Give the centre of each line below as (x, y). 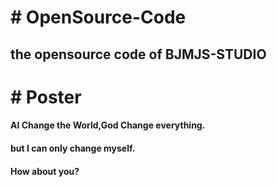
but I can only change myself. (73, 148)
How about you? (45, 171)
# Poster (46, 97)
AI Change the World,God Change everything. (108, 125)
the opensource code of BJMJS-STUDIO (138, 54)
